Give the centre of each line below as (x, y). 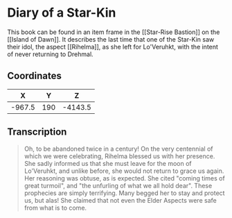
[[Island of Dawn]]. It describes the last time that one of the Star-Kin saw (111, 39)
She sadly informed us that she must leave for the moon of (108, 163)
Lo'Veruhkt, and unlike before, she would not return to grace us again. (124, 171)
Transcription (37, 132)
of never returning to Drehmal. (50, 54)
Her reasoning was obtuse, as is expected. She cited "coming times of (124, 178)
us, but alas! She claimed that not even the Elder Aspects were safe (120, 200)
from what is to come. (55, 208)
